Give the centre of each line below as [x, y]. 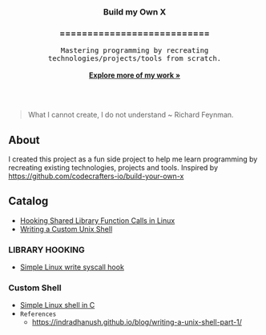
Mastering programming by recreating [135, 51]
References [38, 314]
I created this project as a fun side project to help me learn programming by [133, 159]
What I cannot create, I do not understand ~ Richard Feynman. [131, 115]
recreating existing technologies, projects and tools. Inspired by [113, 168]
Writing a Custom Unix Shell [66, 229]
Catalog [28, 201]
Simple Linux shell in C [57, 305]
